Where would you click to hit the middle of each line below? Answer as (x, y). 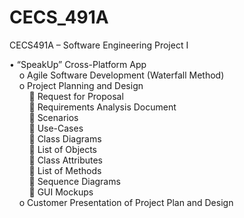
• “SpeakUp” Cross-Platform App (78, 64)
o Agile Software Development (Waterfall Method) (121, 75)
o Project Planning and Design (81, 85)
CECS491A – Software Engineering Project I (99, 45)
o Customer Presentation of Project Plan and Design (126, 202)
